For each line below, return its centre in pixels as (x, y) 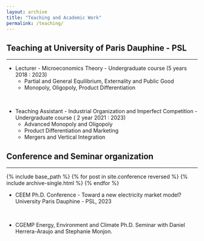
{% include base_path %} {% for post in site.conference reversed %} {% (97, 176)
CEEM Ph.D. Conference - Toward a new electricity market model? (98, 195)
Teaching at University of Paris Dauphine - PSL (97, 48)
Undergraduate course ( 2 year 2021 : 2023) (70, 118)
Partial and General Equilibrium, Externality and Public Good (99, 81)
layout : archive (27, 12)
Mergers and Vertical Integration (65, 137)
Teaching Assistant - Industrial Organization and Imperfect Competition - (106, 111)
